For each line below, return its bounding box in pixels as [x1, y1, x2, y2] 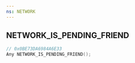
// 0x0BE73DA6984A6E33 [6, 46, 62, 52]
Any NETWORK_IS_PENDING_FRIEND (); [6, 51, 92, 58]
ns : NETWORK [6, 8, 36, 15]
